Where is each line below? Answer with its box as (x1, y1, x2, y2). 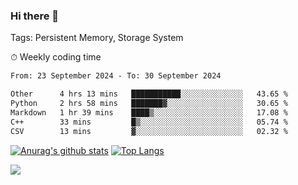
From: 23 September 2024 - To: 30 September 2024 (10, 71, 222, 81)
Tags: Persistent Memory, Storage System (10, 32, 184, 44)
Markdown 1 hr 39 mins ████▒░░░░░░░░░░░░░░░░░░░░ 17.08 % (10, 107, 288, 118)
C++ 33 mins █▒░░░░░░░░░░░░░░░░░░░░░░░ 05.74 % (10, 117, 288, 127)
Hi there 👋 (10, 9, 60, 23)
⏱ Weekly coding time (10, 51, 102, 63)
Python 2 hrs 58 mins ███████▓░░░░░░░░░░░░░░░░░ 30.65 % (10, 99, 288, 109)
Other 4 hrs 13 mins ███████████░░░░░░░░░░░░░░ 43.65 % (10, 89, 288, 99)
